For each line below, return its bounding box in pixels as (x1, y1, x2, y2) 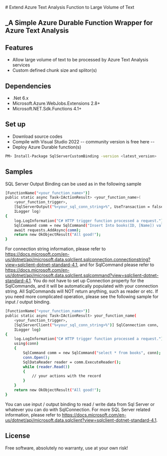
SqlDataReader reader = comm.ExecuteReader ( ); (23, 360, 121, 365)
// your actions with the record (31, 374, 101, 379)
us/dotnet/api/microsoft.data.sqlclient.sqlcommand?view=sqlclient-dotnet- (5, 272, 159, 279)
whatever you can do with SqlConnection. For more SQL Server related (5, 407, 151, 413)
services (12, 62, 30, 68)
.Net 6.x (12, 95, 29, 101)
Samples (5, 167, 33, 176)
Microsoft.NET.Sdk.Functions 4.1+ (12, 106, 82, 112)
